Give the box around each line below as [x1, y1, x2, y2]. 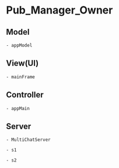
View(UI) [6, 58, 39, 68]
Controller [6, 90, 44, 100]
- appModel [6, 42, 33, 48]
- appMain [6, 105, 30, 112]
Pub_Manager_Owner [6, 4, 113, 17]
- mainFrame [6, 74, 35, 80]
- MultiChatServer [6, 137, 51, 143]
